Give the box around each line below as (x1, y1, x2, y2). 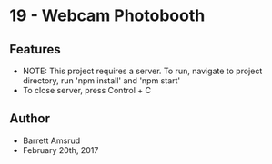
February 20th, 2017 (22, 144, 99, 155)
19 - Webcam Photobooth (9, 5, 206, 26)
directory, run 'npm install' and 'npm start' (22, 75, 181, 86)
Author (9, 111, 50, 127)
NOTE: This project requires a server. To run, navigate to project (22, 65, 263, 76)
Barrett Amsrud (22, 135, 81, 146)
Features (9, 42, 61, 57)
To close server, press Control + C (22, 85, 152, 95)
